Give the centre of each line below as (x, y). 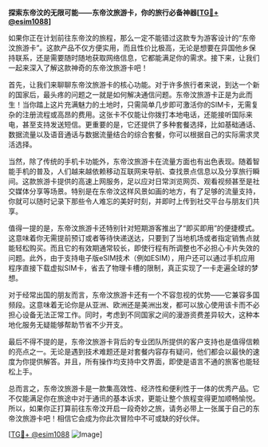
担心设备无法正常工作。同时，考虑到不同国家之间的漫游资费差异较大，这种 (130, 315)
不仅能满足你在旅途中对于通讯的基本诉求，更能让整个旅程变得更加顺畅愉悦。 (134, 398)
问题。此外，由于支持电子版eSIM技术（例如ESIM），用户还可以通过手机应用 (132, 258)
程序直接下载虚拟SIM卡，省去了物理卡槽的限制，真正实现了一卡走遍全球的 (130, 268)
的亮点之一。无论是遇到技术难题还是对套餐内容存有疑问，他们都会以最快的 (130, 351)
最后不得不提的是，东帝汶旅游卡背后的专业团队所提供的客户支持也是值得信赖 (134, 341)
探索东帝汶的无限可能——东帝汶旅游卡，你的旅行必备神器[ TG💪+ (114, 12)
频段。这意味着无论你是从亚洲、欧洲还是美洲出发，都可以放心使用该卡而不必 (134, 305)
